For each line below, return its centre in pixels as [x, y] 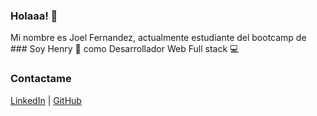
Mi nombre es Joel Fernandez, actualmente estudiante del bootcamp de [158, 38]
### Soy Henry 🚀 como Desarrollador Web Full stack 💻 [125, 49]
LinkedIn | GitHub [46, 100]
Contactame [41, 79]
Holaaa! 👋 [34, 16]
